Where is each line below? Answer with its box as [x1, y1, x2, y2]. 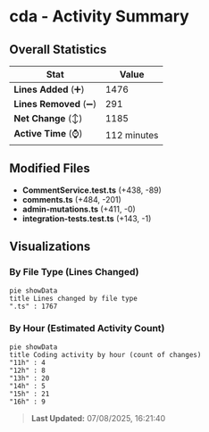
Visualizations [9, 239, 91, 254]
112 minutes [104, 129, 159, 141]
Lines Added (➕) [13, 83, 85, 96]
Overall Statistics [9, 42, 107, 57]
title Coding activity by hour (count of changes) [9, 350, 202, 359]
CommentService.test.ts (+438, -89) [21, 185, 163, 195]
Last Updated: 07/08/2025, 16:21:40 [30, 412, 166, 423]
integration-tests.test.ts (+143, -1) [21, 212, 152, 224]
